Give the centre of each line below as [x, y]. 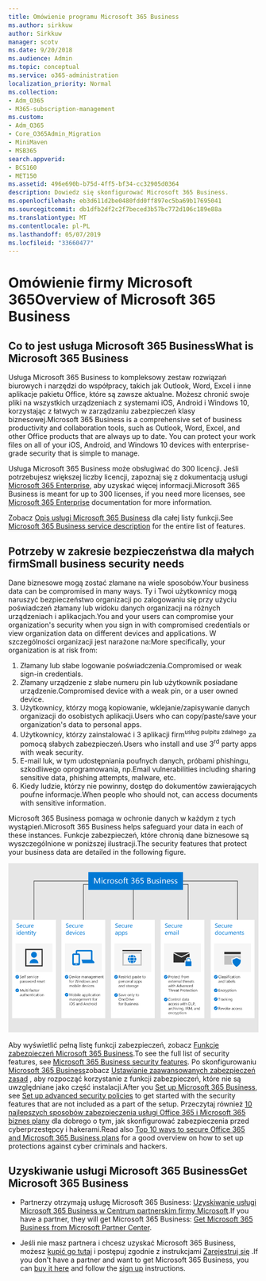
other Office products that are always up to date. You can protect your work [132, 437]
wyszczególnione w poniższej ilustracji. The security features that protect [128, 844]
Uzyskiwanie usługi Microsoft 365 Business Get [128, 1171]
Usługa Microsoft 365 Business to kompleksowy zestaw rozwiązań [118, 378]
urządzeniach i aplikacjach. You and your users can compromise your [121, 617]
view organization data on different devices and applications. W [112, 633]
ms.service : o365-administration [64, 75]
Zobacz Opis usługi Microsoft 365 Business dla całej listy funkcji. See [121, 518]
